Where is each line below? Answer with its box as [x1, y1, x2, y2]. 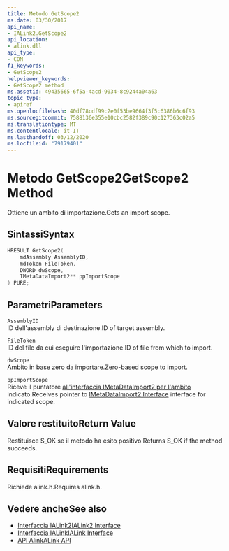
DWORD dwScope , [20, 266, 64, 273]
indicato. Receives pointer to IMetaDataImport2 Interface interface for [7, 389, 206, 399]
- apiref [7, 101, 33, 108]
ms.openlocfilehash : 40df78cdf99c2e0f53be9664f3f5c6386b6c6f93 [7, 108, 195, 115]
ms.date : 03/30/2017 [7, 17, 68, 24]
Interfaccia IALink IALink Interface [17, 529, 114, 537]
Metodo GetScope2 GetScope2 [7, 171, 189, 186]
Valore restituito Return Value [7, 417, 136, 430]
